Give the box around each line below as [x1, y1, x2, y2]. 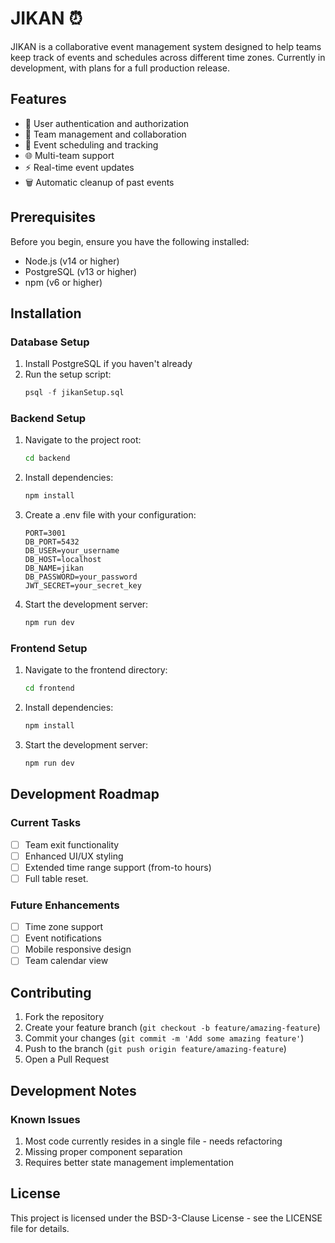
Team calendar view [24, 955, 109, 967]
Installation [10, 305, 82, 322]
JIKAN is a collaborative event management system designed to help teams [10, 40, 322, 52]
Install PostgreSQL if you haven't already [24, 358, 193, 370]
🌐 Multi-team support [24, 149, 115, 161]
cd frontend [24, 683, 75, 694]
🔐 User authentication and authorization [24, 117, 190, 129]
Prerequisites [10, 209, 96, 226]
